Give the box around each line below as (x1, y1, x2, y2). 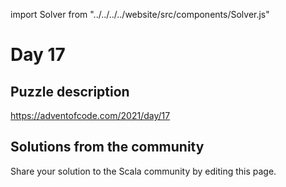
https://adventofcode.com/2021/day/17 (10, 110, 171, 121)
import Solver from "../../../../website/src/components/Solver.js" (10, 9, 270, 20)
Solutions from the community (10, 139, 205, 156)
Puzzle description (10, 83, 130, 100)
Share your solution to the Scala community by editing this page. (10, 165, 277, 177)
